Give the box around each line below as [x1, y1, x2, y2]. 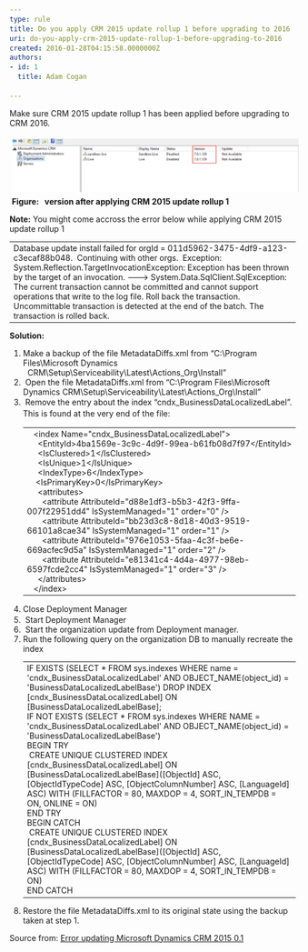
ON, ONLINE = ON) [26, 798, 98, 809]
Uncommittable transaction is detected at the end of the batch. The [13, 300, 264, 311]
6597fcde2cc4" [26, 564, 88, 575]
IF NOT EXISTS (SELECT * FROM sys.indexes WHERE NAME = [26, 711, 261, 722]
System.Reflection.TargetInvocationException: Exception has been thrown [13, 262, 290, 273]
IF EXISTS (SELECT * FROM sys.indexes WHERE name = [26, 663, 239, 674]
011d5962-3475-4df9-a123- [167, 242, 289, 254]
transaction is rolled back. [13, 310, 110, 321]
